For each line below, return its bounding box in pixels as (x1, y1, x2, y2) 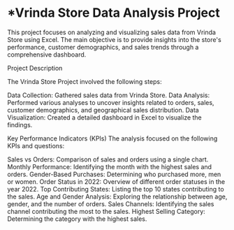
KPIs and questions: (7, 141, 65, 150)
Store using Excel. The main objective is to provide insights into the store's (7, 35, 221, 43)
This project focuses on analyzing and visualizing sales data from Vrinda (7, 28, 217, 36)
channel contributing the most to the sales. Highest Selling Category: (7, 207, 206, 215)
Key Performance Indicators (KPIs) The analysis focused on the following (7, 134, 218, 143)
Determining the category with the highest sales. (7, 215, 147, 223)
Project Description (7, 64, 63, 72)
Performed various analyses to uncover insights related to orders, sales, (7, 98, 214, 106)
